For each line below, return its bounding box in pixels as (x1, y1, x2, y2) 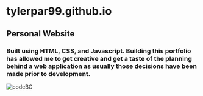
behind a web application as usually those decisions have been (6, 62, 197, 70)
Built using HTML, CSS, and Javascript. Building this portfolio (6, 47, 191, 55)
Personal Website (6, 29, 75, 39)
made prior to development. (6, 69, 91, 78)
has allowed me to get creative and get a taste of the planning (6, 54, 192, 63)
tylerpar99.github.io (6, 4, 112, 18)
